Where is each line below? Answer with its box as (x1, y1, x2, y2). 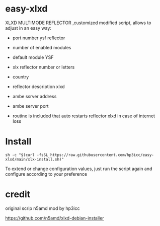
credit (5, 189, 31, 200)
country (12, 73, 29, 80)
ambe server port (12, 103, 49, 109)
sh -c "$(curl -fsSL (5, 152, 49, 158)
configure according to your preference (5, 171, 87, 177)
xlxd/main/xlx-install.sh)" (5, 157, 64, 162)
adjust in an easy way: (5, 25, 52, 31)
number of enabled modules (12, 44, 71, 50)
